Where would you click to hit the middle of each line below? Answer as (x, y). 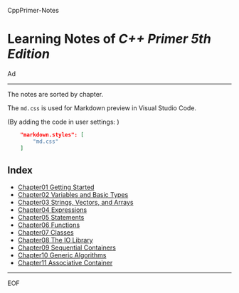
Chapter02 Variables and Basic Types (73, 195)
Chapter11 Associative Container (65, 263)
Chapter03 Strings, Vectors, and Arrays (75, 203)
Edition (28, 54)
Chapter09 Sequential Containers (67, 247)
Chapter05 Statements (51, 218)
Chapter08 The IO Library (55, 240)
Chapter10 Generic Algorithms (62, 255)
